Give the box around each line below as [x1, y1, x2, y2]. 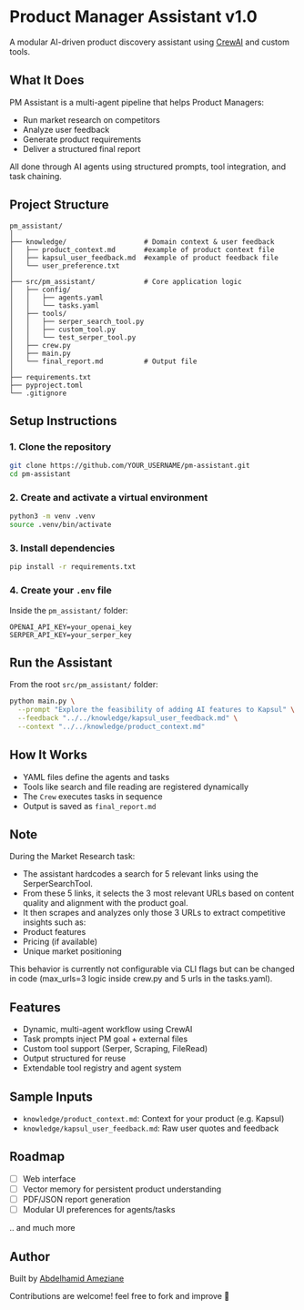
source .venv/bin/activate [9, 521, 112, 530]
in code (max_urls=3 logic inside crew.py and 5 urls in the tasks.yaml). [9, 973, 273, 984]
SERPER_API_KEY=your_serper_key [9, 630, 132, 639]
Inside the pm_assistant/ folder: [9, 604, 129, 615]
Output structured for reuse [22, 1053, 127, 1064]
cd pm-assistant [9, 470, 71, 479]
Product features [22, 927, 86, 938]
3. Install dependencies [9, 542, 116, 554]
